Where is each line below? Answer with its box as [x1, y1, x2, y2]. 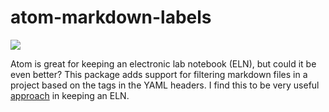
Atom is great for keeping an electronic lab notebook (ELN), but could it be [10, 57, 317, 70]
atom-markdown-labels [10, 6, 212, 29]
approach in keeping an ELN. [10, 89, 130, 101]
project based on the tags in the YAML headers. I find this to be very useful [10, 79, 320, 91]
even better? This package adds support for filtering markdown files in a [10, 68, 308, 80]
